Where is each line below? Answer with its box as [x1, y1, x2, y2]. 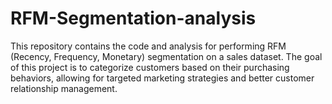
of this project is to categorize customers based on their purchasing [10, 61, 290, 73]
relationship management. [10, 82, 118, 94]
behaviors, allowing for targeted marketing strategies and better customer [10, 72, 315, 84]
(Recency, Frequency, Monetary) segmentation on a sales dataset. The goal [10, 50, 323, 62]
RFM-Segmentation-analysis [10, 7, 257, 30]
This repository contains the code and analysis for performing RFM [10, 40, 287, 52]
